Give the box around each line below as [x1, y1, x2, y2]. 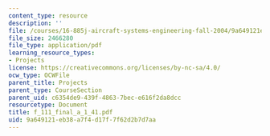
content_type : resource [8, 11, 88, 20]
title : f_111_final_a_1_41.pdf [8, 109, 113, 117]
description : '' [8, 19, 63, 27]
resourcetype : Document [8, 101, 88, 109]
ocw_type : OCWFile [8, 71, 70, 79]
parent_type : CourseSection [8, 86, 103, 94]
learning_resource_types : [8, 49, 95, 57]
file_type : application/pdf [8, 42, 103, 50]
